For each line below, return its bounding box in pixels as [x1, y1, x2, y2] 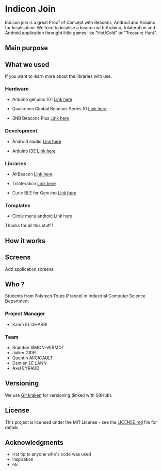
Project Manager [5, 310, 45, 317]
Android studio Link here [12, 139, 62, 144]
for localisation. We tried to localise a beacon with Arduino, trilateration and [5, 24, 155, 30]
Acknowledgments [5, 438, 64, 447]
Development [5, 127, 38, 134]
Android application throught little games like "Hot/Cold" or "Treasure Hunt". [5, 30, 158, 35]
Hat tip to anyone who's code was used [12, 451, 91, 457]
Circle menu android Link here [12, 213, 73, 219]
